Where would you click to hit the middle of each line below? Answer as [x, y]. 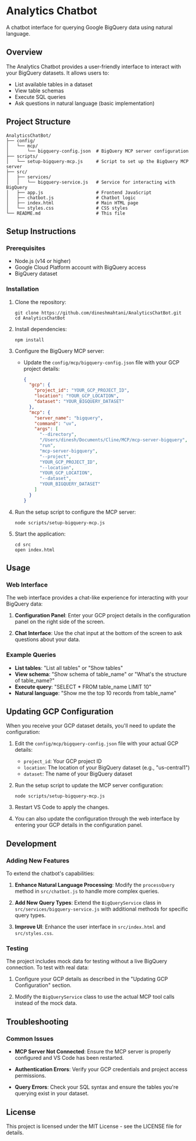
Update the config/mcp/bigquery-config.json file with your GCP [102, 362]
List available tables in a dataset [53, 84]
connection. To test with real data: [48, 967]
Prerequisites [26, 248]
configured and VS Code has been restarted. [69, 1058]
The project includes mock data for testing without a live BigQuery [86, 961]
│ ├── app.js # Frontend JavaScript [79, 193]
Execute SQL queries [40, 97]
